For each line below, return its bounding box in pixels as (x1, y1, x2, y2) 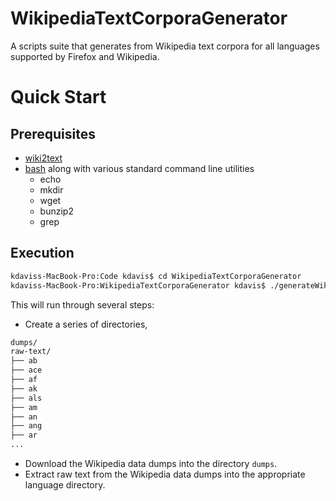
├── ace (10, 365, 43, 376)
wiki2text (24, 152, 63, 164)
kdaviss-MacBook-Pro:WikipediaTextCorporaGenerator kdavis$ (10, 280, 267, 291)
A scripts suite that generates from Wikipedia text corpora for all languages (10, 40, 320, 52)
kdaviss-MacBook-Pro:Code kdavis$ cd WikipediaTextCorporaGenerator (10, 271, 302, 281)
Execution (10, 245, 75, 262)
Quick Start (10, 86, 107, 109)
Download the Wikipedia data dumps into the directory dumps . (24, 458, 278, 469)
